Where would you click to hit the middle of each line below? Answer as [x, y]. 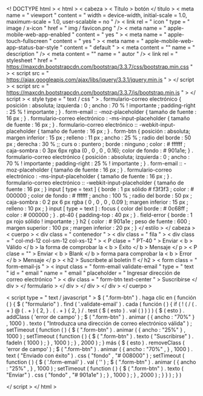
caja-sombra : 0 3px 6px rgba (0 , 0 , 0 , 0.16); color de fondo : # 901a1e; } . [100, 150]
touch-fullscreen [27, 41]
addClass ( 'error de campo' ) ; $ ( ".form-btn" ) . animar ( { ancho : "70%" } [101, 317]
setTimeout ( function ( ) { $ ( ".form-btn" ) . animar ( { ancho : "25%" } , [96, 330]
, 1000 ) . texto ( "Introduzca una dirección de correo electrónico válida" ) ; [99, 323]
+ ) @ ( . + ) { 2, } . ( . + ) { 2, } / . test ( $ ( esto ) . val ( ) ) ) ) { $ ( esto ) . [95, 310]
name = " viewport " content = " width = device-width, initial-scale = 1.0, [97, 15]
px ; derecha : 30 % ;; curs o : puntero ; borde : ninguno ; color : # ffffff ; [96, 144]
